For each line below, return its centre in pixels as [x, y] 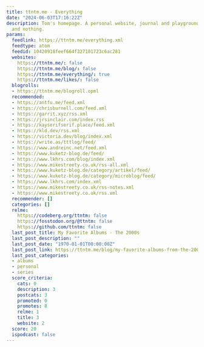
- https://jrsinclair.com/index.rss [58, 119]
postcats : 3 [32, 295]
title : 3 [28, 318]
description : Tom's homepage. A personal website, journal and [88, 23]
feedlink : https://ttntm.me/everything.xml [67, 40]
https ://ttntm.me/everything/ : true [64, 74]
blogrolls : [25, 86]
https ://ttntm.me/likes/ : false [58, 80]
